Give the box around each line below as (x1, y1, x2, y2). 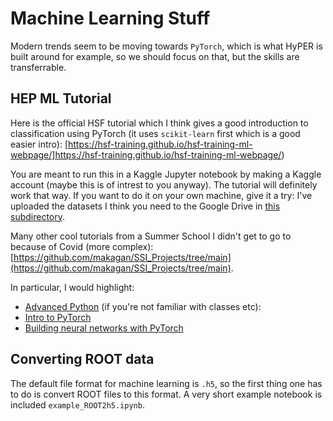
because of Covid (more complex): (10, 240, 154, 252)
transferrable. (10, 61, 67, 73)
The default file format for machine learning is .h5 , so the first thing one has (10, 377, 323, 389)
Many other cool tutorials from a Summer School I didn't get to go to (10, 230, 292, 242)
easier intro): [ (10, 138, 69, 150)
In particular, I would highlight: (10, 281, 135, 293)
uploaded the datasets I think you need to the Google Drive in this (10, 200, 281, 212)
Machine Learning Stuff (10, 7, 211, 30)
